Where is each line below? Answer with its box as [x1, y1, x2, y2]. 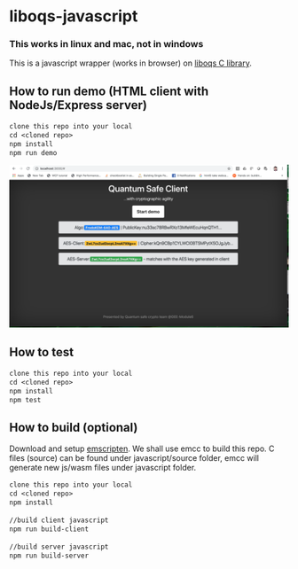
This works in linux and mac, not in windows [9, 38, 204, 51]
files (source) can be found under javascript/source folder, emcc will [9, 453, 260, 464]
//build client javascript [9, 516, 109, 525]
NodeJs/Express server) [9, 97, 148, 113]
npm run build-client [9, 525, 90, 534]
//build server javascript [9, 542, 109, 551]
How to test [9, 345, 74, 360]
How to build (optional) [9, 419, 138, 435]
